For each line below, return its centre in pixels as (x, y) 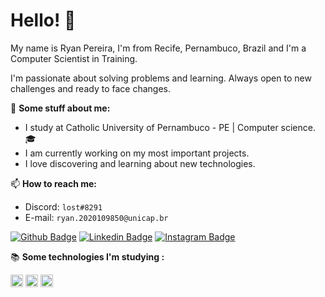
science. (298, 127)
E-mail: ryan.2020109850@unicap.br (96, 217)
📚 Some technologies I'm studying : (87, 256)
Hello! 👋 (43, 20)
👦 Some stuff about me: (60, 108)
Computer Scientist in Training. (74, 58)
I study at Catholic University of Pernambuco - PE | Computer (151, 127)
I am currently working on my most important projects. (137, 153)
